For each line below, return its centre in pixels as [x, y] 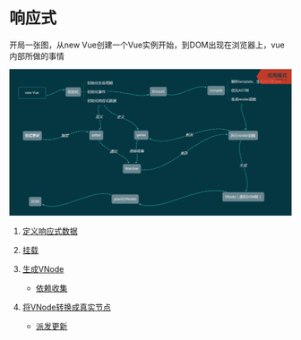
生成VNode [43, 269]
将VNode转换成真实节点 [67, 307]
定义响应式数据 [50, 231]
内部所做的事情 [37, 55]
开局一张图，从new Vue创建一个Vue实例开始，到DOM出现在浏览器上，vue [147, 45]
